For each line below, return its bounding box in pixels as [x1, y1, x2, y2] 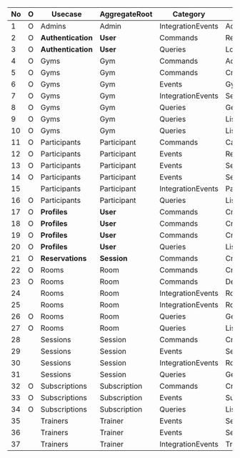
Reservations [40, 254, 87, 263]
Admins [40, 21, 66, 31]
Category [172, 9, 206, 19]
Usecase [51, 9, 82, 19]
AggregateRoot [99, 9, 153, 19]
